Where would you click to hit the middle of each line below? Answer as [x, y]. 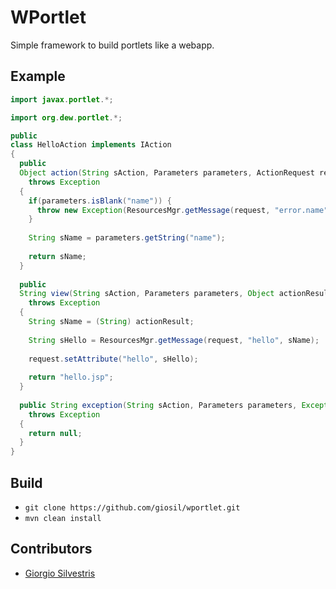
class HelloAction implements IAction [91, 145]
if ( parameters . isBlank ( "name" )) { [100, 201]
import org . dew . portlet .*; [66, 117]
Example [38, 76]
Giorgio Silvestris [60, 573]
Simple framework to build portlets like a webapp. [112, 45]
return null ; [55, 433]
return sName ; [57, 256]
